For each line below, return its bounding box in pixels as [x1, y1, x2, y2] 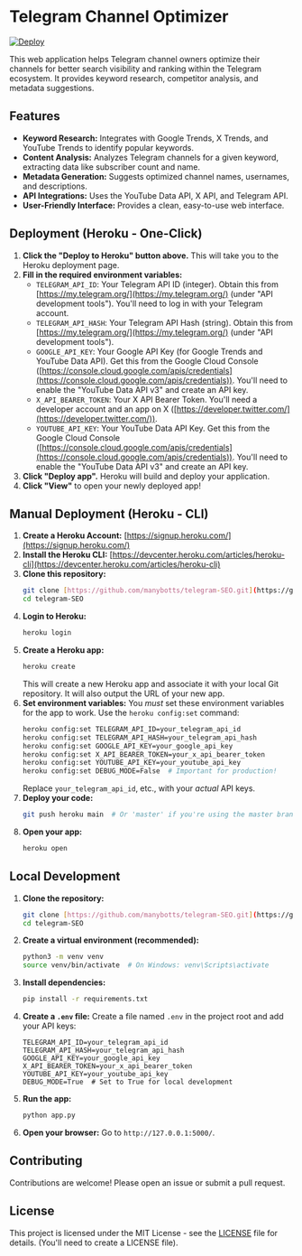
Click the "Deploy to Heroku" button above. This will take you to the [22, 250, 279, 261]
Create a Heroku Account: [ [22, 530, 128, 541]
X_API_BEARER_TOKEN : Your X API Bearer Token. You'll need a [35, 394, 258, 405]
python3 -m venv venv [22, 953, 105, 962]
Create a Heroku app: [22, 645, 105, 656]
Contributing [9, 1153, 83, 1168]
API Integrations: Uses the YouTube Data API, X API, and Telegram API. [22, 190, 288, 200]
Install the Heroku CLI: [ [22, 549, 113, 561]
